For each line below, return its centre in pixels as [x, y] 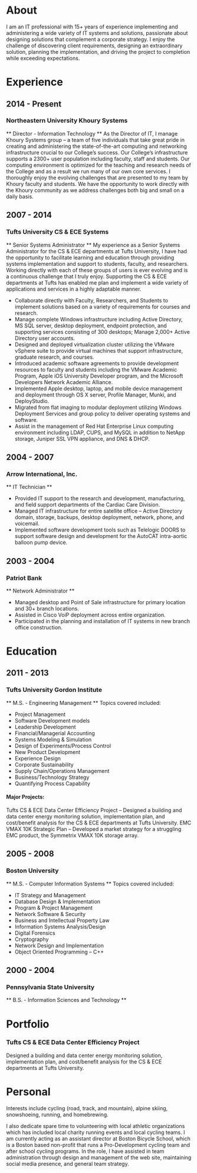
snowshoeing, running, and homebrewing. [58, 1114]
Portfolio [28, 1024]
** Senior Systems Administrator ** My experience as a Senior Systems [93, 245]
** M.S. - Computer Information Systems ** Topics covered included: [90, 884]
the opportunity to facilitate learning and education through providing [90, 257]
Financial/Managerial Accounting [55, 733]
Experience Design [37, 758]
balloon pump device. [41, 543]
